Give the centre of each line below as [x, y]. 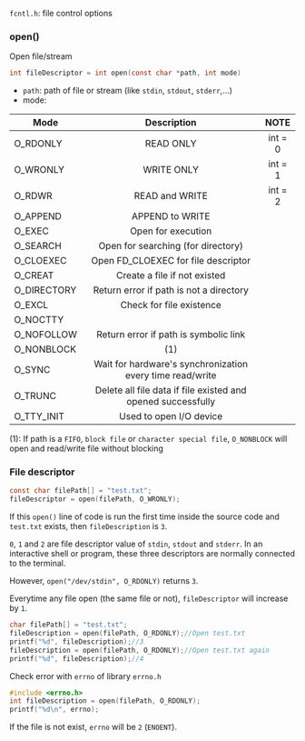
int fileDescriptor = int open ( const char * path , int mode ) [126, 73]
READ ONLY [171, 144]
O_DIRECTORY [45, 290]
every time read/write [171, 376]
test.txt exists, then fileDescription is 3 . [89, 526]
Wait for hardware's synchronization [171, 365]
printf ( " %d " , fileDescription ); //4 [77, 658]
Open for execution [171, 231]
